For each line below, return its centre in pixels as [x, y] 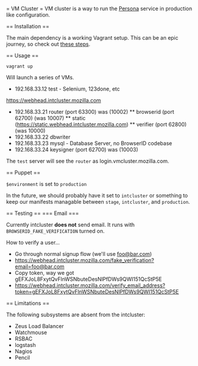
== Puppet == [23, 172]
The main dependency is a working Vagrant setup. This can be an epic [92, 38]
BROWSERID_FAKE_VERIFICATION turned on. [55, 231]
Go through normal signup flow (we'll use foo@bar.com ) [83, 254]
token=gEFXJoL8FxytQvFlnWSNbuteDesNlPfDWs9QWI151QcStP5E [97, 292]
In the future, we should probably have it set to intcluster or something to [97, 195]
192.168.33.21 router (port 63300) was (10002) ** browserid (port [95, 112]
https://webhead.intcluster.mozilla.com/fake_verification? [84, 260]
